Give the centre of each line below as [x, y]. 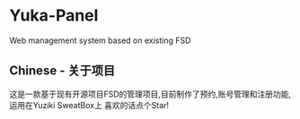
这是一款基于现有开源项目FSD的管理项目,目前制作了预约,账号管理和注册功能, [150, 94]
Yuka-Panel [54, 16]
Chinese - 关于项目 [62, 71]
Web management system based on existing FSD [100, 40]
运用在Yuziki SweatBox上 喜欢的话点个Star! [89, 105]
